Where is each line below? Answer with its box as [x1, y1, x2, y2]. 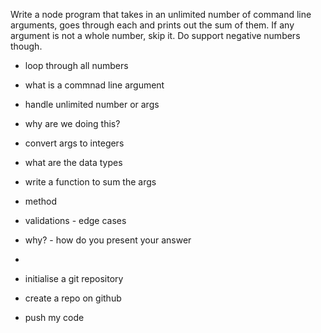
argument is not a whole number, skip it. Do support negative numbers [10, 30, 301, 41]
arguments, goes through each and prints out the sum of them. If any [10, 19, 295, 31]
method [24, 195, 58, 207]
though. [10, 40, 43, 52]
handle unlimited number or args [24, 99, 160, 110]
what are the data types [24, 157, 123, 168]
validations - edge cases [24, 215, 127, 226]
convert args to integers [24, 137, 125, 149]
